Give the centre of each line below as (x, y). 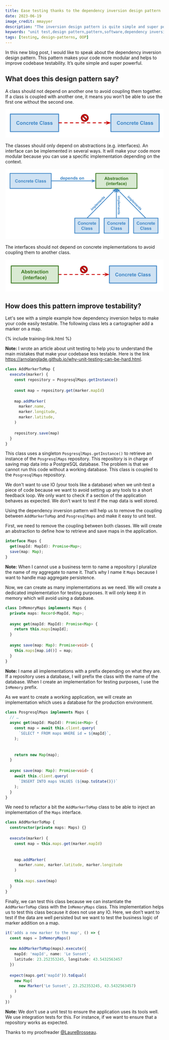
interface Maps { (23, 541)
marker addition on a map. (32, 923)
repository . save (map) (37, 433)
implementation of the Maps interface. (44, 812)
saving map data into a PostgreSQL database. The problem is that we (77, 464)
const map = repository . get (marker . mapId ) (59, 390)
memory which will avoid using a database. (50, 598)
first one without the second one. (39, 102)
